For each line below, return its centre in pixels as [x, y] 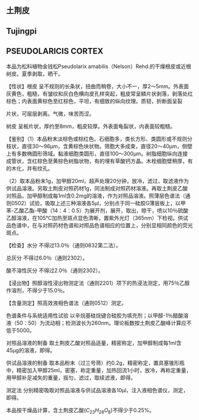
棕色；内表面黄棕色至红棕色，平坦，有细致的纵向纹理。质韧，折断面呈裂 [94, 101]
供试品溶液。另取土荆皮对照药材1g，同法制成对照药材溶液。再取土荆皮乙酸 [97, 188]
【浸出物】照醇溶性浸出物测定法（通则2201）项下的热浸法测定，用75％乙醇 [98, 283]
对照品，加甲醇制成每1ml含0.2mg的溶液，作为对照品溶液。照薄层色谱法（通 [98, 196]
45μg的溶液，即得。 [31, 350]
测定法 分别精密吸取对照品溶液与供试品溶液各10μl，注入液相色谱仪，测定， [97, 390]
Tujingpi [22, 31]
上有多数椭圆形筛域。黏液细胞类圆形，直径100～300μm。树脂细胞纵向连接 [97, 153]
